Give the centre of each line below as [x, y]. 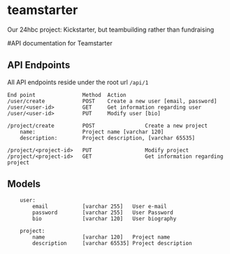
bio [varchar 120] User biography [105, 219]
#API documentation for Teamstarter [60, 43]
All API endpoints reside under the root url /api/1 [78, 82]
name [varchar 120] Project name [101, 237]
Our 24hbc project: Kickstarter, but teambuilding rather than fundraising [111, 29]
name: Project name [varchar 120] [92, 132]
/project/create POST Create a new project [108, 126]
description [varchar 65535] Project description [112, 243]
